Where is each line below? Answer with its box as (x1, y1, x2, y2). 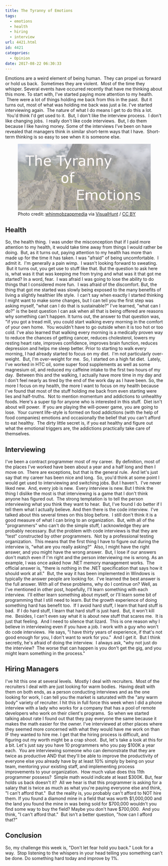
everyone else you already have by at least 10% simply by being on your (5, 758, 154, 764)
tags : (5, 13, 17, 19)
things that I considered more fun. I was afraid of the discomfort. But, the (5, 281, 157, 288)
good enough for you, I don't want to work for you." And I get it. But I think (5, 634, 160, 640)
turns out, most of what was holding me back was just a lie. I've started (5, 102, 152, 108)
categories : (5, 50, 30, 55)
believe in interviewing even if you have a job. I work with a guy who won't (5, 624, 159, 629)
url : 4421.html (5, 40, 37, 45)
